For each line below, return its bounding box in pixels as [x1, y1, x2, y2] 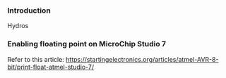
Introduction [7, 6, 51, 15]
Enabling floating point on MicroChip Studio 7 [7, 39, 167, 49]
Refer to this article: [7, 55, 65, 63]
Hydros [7, 22, 29, 30]
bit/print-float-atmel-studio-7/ [7, 63, 95, 71]
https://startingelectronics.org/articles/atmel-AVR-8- [66, 55, 219, 63]
